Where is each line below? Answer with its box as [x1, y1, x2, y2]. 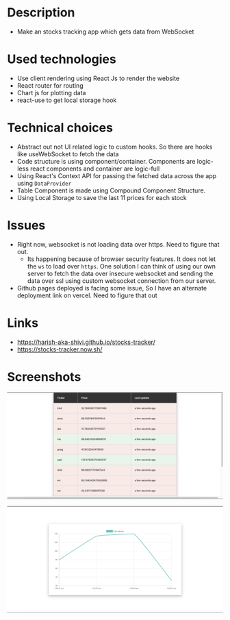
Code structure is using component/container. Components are [16, 157, 196, 165]
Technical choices [7, 120, 113, 136]
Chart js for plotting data [16, 88, 86, 97]
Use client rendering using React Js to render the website [16, 74, 180, 82]
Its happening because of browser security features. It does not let [27, 255, 216, 263]
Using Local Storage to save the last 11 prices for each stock [16, 193, 187, 201]
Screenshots [7, 369, 81, 384]
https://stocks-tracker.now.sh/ [16, 345, 103, 354]
